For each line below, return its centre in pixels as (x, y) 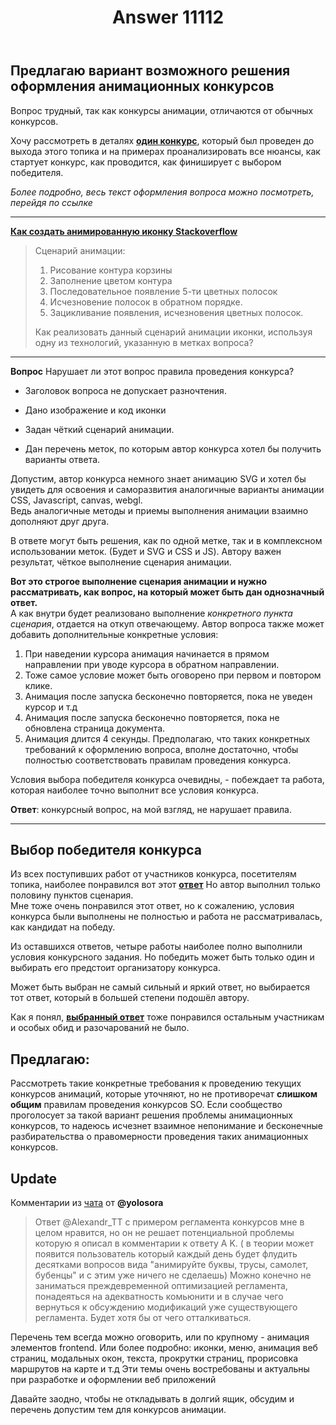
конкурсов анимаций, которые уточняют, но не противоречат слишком (164, 1094)
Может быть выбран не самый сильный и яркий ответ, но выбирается (160, 987)
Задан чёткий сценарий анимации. (99, 429)
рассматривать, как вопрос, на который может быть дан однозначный (167, 592)
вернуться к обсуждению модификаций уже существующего (166, 1307)
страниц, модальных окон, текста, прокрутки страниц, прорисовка (154, 1358)
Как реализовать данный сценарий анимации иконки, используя (173, 332)
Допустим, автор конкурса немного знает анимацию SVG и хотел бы (158, 478)
